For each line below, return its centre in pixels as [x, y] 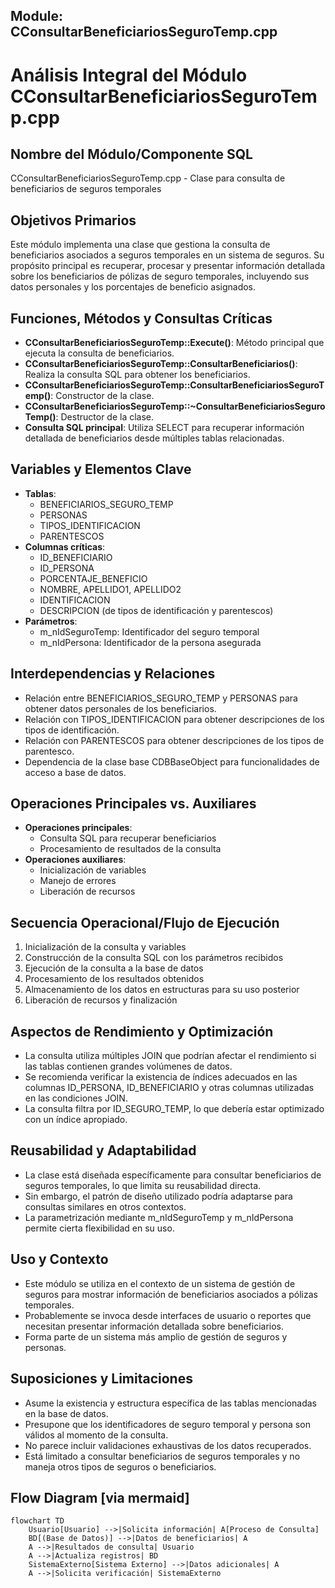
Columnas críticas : [65, 546]
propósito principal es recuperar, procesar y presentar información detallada [168, 266]
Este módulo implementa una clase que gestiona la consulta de [140, 245]
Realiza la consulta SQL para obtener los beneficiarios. [137, 375]
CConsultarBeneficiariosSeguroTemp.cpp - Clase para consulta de [148, 178]
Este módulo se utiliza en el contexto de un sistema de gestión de [160, 1283]
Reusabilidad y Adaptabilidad [103, 1150]
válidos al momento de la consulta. [96, 1435]
